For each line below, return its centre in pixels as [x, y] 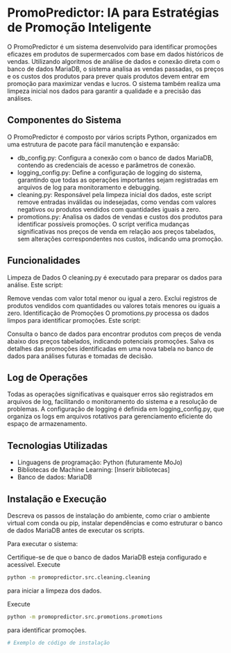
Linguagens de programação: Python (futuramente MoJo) [100, 462]
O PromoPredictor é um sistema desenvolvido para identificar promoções [112, 46]
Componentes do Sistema [64, 120]
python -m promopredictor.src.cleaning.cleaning [79, 577]
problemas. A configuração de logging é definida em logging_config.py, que [116, 409]
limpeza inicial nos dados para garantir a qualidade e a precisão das [104, 91]
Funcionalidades [44, 261]
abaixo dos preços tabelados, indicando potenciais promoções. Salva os [111, 341]
